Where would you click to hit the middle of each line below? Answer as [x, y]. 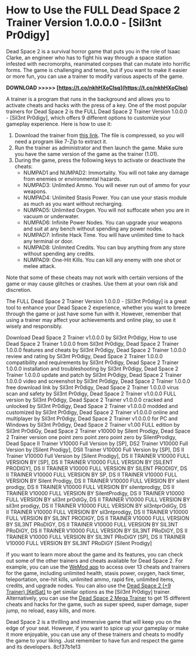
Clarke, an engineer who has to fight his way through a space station [89, 57]
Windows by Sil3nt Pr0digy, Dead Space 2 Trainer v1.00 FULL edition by [93, 424]
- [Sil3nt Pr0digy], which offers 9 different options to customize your [89, 117]
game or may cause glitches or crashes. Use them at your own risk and [92, 283]
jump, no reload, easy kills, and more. [51, 610]
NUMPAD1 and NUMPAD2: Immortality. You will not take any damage [106, 172]
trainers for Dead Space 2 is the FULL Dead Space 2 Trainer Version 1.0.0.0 [97, 111]
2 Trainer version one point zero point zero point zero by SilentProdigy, [91, 437]
